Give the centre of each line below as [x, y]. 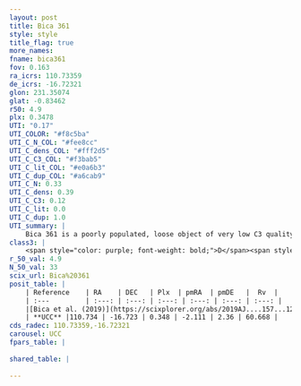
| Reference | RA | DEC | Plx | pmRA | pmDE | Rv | [152, 292]
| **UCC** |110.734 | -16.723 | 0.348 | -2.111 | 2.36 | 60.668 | [152, 317]
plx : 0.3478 [31, 117]
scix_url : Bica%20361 [50, 276]
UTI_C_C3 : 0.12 [38, 201]
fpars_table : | [38, 342]
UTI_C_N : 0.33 [36, 184]
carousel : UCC [36, 334]
